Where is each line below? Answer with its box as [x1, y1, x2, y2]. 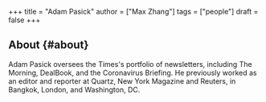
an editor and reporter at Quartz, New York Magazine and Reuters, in [8, 76, 236, 86]
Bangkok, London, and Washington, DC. [8, 84, 141, 94]
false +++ [8, 15, 41, 25]
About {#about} [8, 38, 89, 52]
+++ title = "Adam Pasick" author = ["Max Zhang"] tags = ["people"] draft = [8, 7, 259, 16]
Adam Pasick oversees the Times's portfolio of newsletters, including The [8, 59, 252, 69]
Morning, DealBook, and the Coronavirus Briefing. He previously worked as [8, 68, 257, 77]
